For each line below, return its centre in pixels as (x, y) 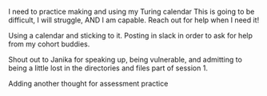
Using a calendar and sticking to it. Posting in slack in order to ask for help (131, 36)
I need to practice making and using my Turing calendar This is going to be (132, 12)
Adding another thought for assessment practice (88, 84)
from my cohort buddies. (49, 44)
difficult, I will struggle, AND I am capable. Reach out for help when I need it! (134, 20)
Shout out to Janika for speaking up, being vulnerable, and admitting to (125, 60)
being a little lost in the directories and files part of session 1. (108, 68)
